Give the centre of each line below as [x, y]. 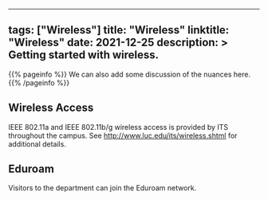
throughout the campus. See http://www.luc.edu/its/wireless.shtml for [123, 135]
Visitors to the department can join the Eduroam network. [102, 188]
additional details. [37, 143]
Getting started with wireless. [84, 55]
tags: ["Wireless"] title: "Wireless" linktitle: [119, 30]
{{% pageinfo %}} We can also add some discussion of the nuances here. [130, 74]
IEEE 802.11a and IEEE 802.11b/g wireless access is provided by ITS [118, 127]
